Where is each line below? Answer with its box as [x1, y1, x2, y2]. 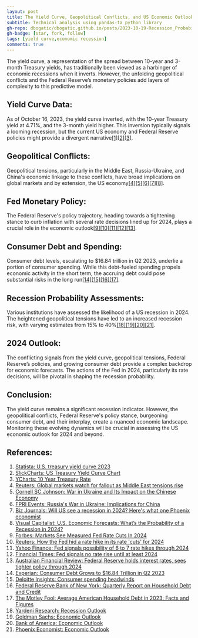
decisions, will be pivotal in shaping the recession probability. [6, 372, 155, 380]
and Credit [15, 589, 41, 596]
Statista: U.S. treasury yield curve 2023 [15, 463, 111, 470]
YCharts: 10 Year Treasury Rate [15, 475, 91, 483]
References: [6, 447, 52, 457]
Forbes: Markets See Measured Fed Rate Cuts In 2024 [15, 532, 147, 539]
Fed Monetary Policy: [6, 196, 87, 206]
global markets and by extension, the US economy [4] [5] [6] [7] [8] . [6, 179, 165, 186]
